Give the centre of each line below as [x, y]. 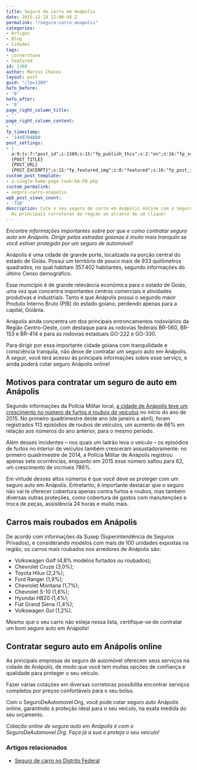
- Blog [14, 39]
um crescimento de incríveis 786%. [49, 467]
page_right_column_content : [40, 121]
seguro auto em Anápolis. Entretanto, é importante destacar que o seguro [95, 485]
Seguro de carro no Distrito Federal [57, 761]
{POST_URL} [25, 165]
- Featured [19, 61]
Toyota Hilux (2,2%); [39, 573]
